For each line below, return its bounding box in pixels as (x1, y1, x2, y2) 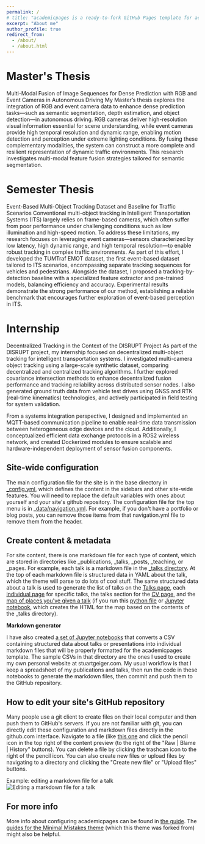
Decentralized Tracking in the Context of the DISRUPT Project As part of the (6, 342, 198, 349)
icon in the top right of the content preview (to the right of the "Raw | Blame (6, 739, 196, 747)
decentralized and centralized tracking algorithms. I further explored (6, 368, 178, 375)
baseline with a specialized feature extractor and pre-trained (31, 274, 184, 281)
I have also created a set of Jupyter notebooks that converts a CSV (6, 634, 175, 641)
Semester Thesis (6, 183, 95, 196)
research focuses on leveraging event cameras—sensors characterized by (6, 235, 194, 242)
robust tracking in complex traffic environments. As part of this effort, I (6, 248, 184, 256)
